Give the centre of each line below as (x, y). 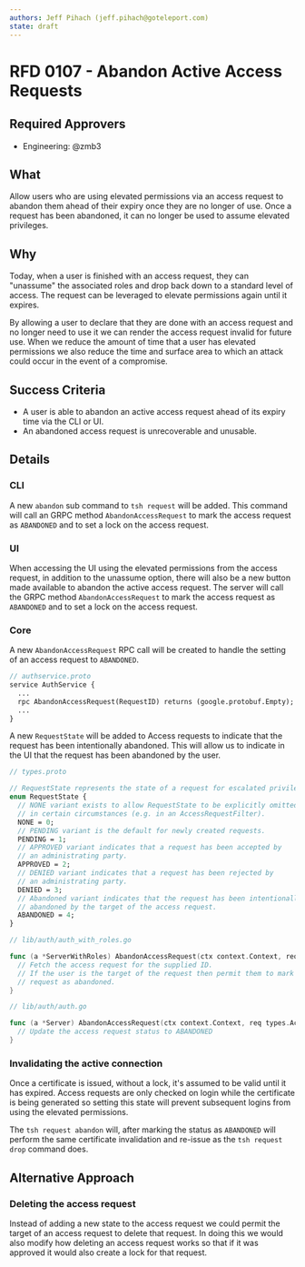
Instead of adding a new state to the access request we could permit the (145, 1223)
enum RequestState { (49, 797)
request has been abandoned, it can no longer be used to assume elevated (150, 216)
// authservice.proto (50, 677)
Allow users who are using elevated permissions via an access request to (147, 196)
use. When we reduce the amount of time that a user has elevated (133, 342)
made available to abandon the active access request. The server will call (147, 587)
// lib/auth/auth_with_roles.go (70, 940)
